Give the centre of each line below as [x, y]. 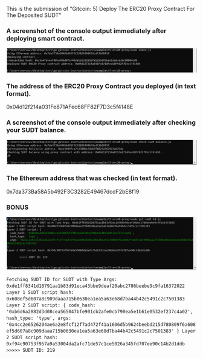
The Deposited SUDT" [34, 15]
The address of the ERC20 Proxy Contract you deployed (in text [101, 86]
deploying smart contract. [45, 38]
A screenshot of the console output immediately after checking [101, 122]
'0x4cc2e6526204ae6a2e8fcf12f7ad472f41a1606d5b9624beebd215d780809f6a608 [101, 324]
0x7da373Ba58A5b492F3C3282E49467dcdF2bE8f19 [73, 191]
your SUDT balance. [36, 130]
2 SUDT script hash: [32, 337]
